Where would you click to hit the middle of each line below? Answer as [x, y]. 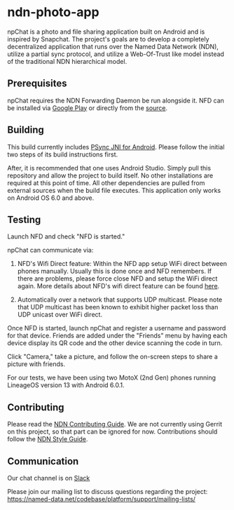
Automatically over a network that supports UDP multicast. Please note [120, 300]
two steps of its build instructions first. [63, 154]
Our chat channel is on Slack [49, 478]
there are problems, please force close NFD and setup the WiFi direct [117, 279]
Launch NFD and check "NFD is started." [66, 236]
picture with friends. [36, 364]
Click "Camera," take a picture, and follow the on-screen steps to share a [113, 357]
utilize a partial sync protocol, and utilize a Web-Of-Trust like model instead [116, 54]
